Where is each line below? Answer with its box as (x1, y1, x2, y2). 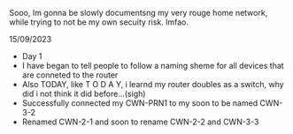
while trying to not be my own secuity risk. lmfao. (9, 17, 189, 27)
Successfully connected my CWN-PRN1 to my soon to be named (21, 98, 258, 108)
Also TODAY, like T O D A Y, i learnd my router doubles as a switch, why (21, 79, 285, 89)
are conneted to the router (21, 70, 119, 80)
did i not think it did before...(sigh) (21, 88, 146, 99)
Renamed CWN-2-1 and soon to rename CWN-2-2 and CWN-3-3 (21, 116, 259, 127)
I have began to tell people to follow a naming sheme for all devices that (21, 61, 285, 71)
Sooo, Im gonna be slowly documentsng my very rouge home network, (9, 8, 268, 18)
